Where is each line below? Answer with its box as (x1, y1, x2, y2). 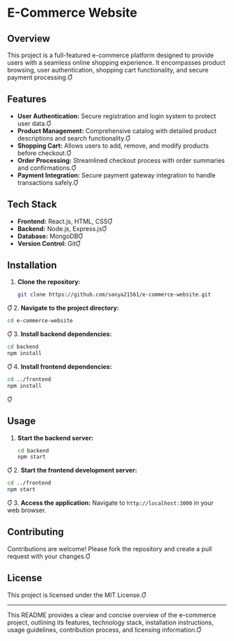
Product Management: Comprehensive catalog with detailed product (17, 127, 217, 135)
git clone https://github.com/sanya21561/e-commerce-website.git (17, 291, 211, 299)
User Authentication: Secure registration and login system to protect (17, 111, 217, 120)
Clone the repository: (17, 278, 81, 286)
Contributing (7, 526, 64, 538)
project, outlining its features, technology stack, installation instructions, (7, 618, 214, 626)
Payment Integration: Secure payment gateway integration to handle (17, 171, 216, 179)
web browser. (7, 506, 47, 514)
